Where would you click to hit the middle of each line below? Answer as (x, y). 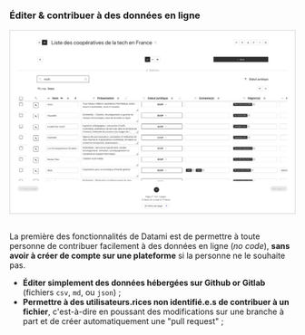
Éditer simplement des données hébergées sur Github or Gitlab (144, 283)
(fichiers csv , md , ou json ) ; (72, 292)
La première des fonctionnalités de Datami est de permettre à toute (135, 236)
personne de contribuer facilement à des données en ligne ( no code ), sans (150, 246)
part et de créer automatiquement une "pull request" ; (123, 321)
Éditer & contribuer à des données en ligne (105, 15)
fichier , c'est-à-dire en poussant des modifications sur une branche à (153, 311)
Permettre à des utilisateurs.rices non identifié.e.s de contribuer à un (156, 302)
